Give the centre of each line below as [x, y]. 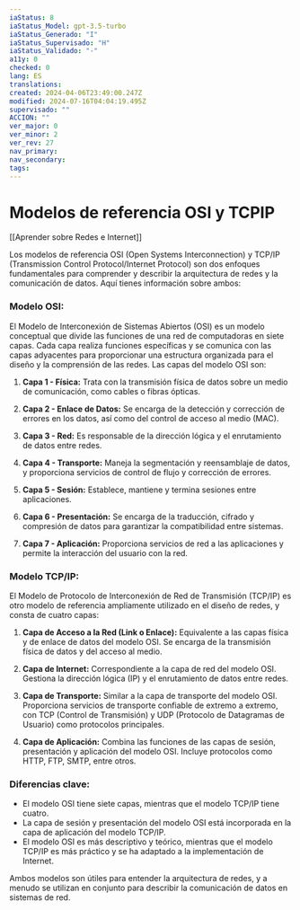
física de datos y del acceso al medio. [92, 651]
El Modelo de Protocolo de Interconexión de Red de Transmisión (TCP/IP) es [150, 596]
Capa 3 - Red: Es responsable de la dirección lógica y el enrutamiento [152, 436]
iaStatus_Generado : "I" [54, 34]
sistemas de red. [40, 897]
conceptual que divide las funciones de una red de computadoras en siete [147, 336]
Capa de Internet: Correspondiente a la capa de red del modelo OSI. [149, 668]
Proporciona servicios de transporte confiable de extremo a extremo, [150, 705]
